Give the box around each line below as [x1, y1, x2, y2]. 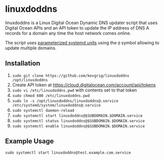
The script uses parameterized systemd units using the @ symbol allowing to [5, 39, 160, 45]
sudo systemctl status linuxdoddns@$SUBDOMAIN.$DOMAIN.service [12, 118, 145, 124]
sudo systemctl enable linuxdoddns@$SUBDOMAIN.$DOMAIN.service [12, 124, 145, 128]
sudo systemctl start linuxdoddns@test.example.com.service [5, 150, 131, 155]
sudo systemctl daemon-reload [12, 108, 75, 113]
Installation [5, 59, 40, 67]
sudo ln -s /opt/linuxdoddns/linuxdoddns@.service [12, 98, 119, 103]
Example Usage [5, 137, 54, 146]
